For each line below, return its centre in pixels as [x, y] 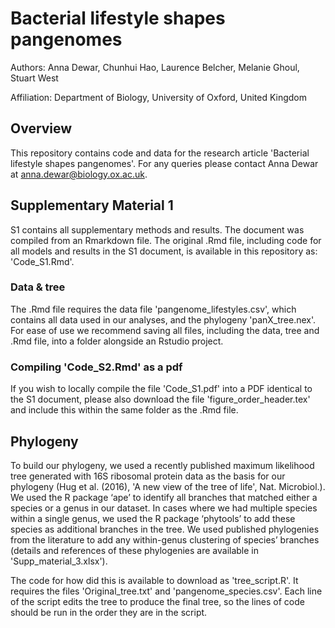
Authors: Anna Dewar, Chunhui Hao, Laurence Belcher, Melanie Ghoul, [155, 67]
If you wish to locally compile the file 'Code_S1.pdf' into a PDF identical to [161, 389]
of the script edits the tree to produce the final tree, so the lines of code [157, 601]
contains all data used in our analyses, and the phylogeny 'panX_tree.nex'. [163, 319]
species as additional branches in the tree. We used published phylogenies [165, 529]
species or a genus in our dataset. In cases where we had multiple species [164, 508]
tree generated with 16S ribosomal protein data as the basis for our [148, 476]
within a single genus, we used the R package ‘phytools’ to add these [153, 518]
